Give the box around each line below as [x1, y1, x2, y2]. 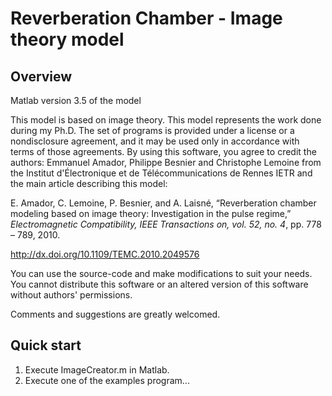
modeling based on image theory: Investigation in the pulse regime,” [10, 208, 292, 219]
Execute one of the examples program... [24, 374, 190, 386]
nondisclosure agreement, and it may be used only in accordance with [10, 135, 300, 147]
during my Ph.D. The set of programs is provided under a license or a [10, 125, 295, 136]
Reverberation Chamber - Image [10, 7, 283, 30]
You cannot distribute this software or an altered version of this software [10, 278, 309, 290]
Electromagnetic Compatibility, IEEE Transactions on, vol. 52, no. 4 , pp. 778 [10, 218, 322, 230]
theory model [10, 28, 125, 51]
